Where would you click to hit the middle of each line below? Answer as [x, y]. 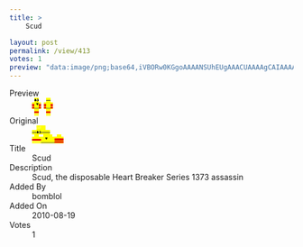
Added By [28, 187]
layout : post [34, 42]
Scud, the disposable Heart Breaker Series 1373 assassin [138, 177]
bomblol [47, 196]
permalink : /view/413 [50, 50]
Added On [28, 206]
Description [31, 167]
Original [24, 121]
